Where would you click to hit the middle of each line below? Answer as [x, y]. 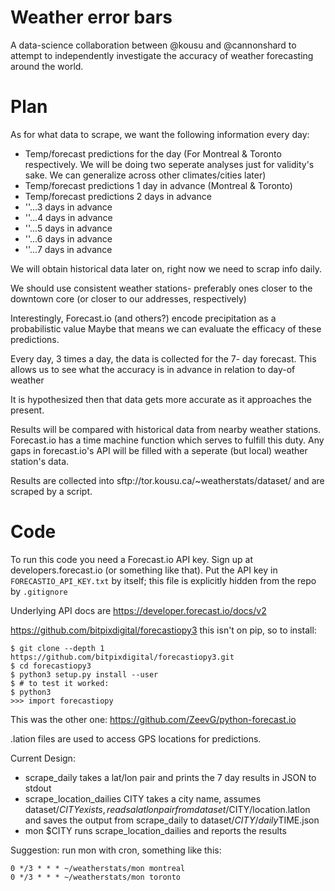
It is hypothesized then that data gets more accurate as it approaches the [161, 399]
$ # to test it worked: [60, 683]
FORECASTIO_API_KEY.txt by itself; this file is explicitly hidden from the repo [163, 580]
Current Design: [43, 758]
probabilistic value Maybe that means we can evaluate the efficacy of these [166, 328]
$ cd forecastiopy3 [51, 666]
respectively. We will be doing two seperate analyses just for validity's [169, 164]
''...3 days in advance [68, 207]
